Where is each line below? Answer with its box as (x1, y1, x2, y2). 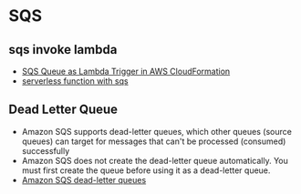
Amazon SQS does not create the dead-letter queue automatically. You (21, 155, 288, 166)
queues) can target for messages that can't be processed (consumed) (21, 136, 286, 147)
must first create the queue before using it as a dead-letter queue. (21, 165, 271, 176)
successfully (21, 145, 70, 156)
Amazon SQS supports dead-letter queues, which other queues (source (21, 126, 293, 137)
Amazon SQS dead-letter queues (21, 174, 147, 185)
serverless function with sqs (21, 76, 129, 87)
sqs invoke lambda (8, 42, 118, 57)
